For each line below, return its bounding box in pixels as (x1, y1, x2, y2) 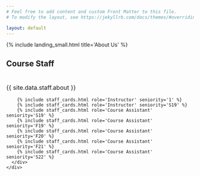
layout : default (6, 25, 46, 31)
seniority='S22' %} (6, 154, 55, 160)
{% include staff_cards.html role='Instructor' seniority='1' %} (17, 96, 183, 103)
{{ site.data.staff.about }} (6, 83, 76, 92)
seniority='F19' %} (6, 122, 55, 128)
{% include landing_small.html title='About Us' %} (6, 41, 128, 48)
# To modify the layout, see (6, 14, 79, 20)
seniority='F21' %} (6, 143, 55, 149)
